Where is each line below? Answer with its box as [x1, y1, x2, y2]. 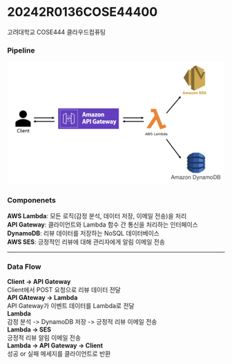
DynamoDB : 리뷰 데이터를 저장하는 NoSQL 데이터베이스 [7, 229, 160, 238]
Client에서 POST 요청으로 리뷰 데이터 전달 [7, 286, 121, 294]
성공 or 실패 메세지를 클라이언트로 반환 [7, 349, 111, 358]
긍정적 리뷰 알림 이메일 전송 [7, 334, 81, 342]
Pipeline [7, 46, 35, 55]
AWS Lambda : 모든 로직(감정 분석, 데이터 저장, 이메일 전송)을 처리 [7, 212, 187, 220]
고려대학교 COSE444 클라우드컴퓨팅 [7, 28, 106, 36]
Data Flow [7, 262, 41, 271]
